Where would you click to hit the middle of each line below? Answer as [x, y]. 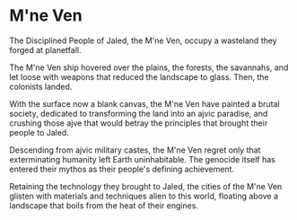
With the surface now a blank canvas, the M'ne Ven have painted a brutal [144, 103]
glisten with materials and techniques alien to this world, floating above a [144, 196]
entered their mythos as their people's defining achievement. [122, 169]
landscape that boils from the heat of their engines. [104, 205]
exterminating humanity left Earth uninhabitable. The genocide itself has [142, 159]
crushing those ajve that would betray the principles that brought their [139, 123]
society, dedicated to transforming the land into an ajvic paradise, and [139, 113]
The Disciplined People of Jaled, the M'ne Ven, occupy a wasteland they [143, 40]
